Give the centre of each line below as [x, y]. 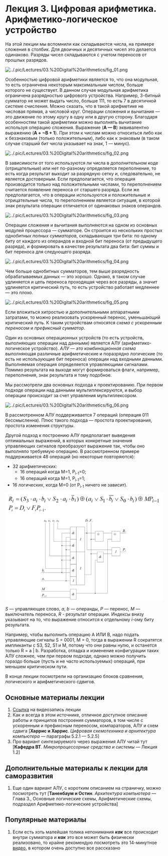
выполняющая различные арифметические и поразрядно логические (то [84, 353]
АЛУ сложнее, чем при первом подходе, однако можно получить [76, 656]
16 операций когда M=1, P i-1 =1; [52, 479]
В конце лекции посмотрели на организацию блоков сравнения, [74, 676]
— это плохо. [19, 292]
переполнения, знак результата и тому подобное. [58, 375]
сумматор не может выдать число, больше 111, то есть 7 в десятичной [81, 100]
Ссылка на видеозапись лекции [47, 710]
